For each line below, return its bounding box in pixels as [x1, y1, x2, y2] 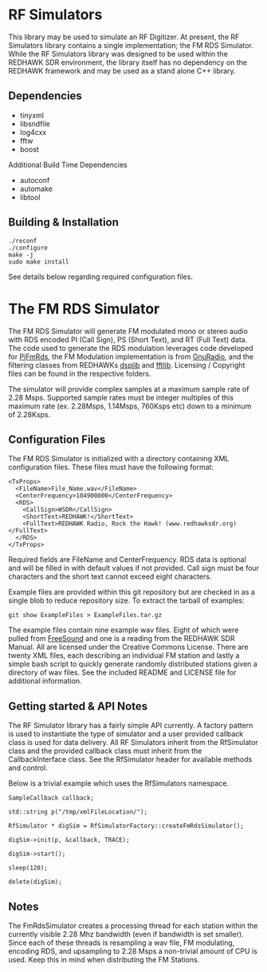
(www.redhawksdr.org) [164, 520, 238, 528]
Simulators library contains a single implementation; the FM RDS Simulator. [8, 40, 253, 50]
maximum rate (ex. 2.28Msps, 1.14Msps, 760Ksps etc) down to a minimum [8, 401, 252, 411]
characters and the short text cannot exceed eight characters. [8, 572, 212, 581]
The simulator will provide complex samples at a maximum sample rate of [8, 384, 249, 393]
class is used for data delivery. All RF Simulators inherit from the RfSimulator [8, 738, 259, 747]
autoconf [19, 175, 50, 185]
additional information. [8, 676, 82, 686]
